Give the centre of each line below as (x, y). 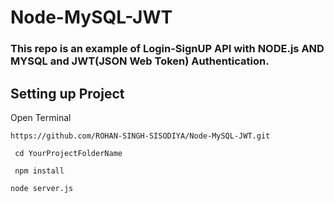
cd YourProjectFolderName (68, 153)
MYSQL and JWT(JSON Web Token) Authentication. (140, 61)
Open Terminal (41, 117)
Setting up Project (67, 93)
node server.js (42, 188)
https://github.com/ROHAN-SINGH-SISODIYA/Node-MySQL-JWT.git (140, 136)
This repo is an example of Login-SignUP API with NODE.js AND (167, 49)
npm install (39, 171)
